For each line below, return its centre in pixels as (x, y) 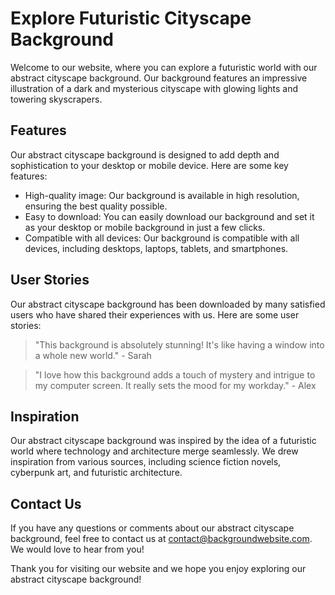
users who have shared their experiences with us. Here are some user (155, 314)
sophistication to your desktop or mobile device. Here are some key (149, 165)
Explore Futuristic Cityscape (131, 18)
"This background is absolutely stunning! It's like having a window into (179, 344)
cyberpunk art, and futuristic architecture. (96, 473)
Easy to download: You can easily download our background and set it (169, 216)
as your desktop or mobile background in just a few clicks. (145, 227)
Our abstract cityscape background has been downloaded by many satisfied (168, 304)
